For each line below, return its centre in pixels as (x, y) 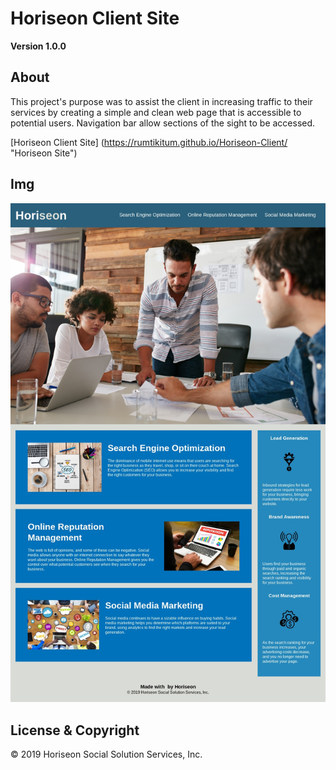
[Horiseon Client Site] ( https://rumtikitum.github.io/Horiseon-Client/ (149, 142)
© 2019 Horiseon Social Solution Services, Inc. (106, 754)
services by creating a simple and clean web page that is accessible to (156, 112)
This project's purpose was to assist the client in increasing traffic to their (161, 101)
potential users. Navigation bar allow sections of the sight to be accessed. (163, 123)
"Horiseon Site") (44, 153)
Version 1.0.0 (38, 46)
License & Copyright (75, 730)
